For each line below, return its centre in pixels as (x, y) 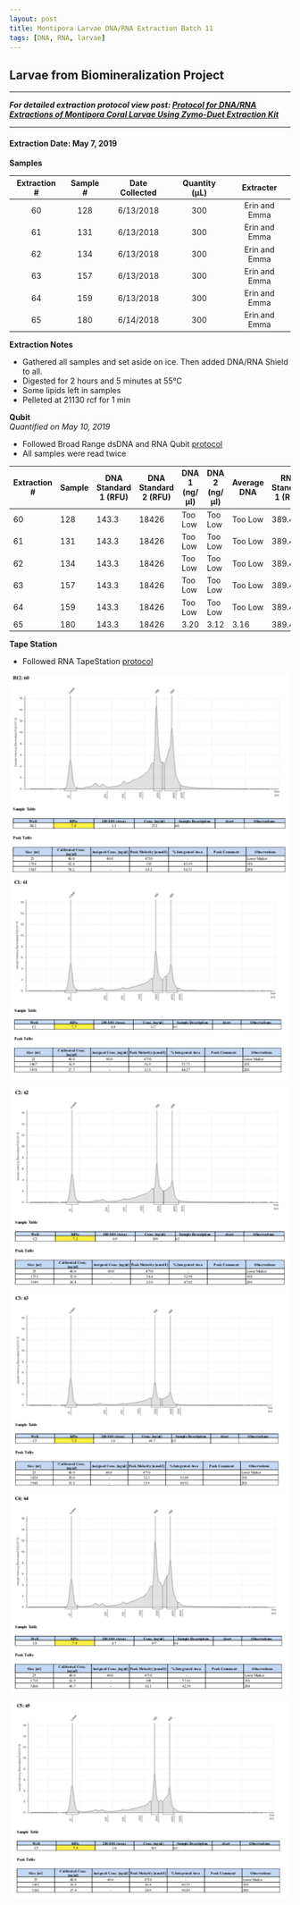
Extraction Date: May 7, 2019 (63, 143)
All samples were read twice (74, 453)
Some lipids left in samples (71, 390)
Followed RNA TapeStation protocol (87, 662)
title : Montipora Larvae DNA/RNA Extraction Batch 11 (112, 28)
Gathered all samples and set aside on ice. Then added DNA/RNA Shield (155, 361)
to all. (32, 371)
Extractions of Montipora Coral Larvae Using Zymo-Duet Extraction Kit (144, 114)
